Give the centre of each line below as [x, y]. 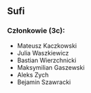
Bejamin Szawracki [44, 82]
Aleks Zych [33, 75]
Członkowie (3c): [36, 31]
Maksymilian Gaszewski [51, 67]
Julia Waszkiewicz [43, 53]
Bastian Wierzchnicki [47, 60]
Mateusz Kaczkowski [47, 45]
